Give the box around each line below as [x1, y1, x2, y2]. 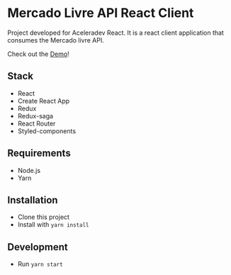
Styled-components [17, 126, 77, 135]
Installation [7, 193, 58, 206]
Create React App [17, 96, 70, 105]
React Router [17, 119, 56, 128]
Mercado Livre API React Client [7, 5, 194, 21]
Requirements [7, 147, 71, 159]
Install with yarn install [17, 220, 89, 229]
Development [7, 241, 69, 253]
